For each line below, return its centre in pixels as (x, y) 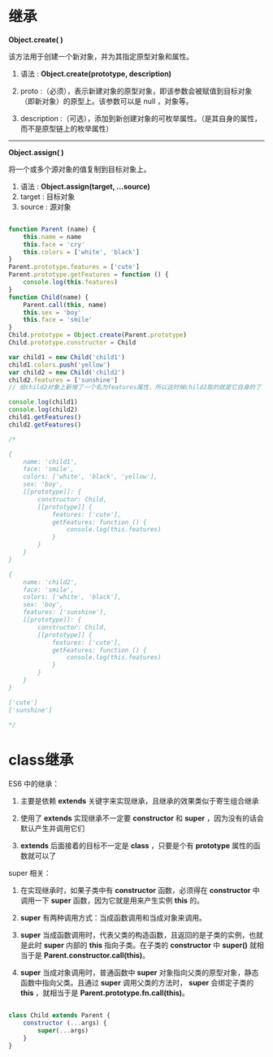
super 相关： (30, 873)
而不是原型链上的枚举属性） (67, 128)
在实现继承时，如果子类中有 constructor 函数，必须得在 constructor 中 (140, 890)
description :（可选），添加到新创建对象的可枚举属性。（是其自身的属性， (141, 118)
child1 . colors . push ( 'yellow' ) (60, 365)
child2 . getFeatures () (45, 425)
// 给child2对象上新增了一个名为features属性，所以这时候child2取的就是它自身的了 (135, 388)
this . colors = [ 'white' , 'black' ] (81, 252)
